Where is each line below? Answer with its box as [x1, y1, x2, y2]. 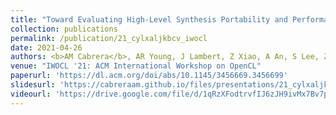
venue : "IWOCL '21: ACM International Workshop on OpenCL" [10, 61, 262, 71]
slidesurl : [10, 80, 56, 90]
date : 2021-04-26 [10, 42, 83, 53]
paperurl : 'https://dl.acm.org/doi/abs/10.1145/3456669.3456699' [10, 71, 288, 81]
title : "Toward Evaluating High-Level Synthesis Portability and [10, 14, 288, 25]
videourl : [10, 89, 52, 99]
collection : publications [10, 24, 118, 34]
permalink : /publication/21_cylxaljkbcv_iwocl [10, 33, 208, 43]
